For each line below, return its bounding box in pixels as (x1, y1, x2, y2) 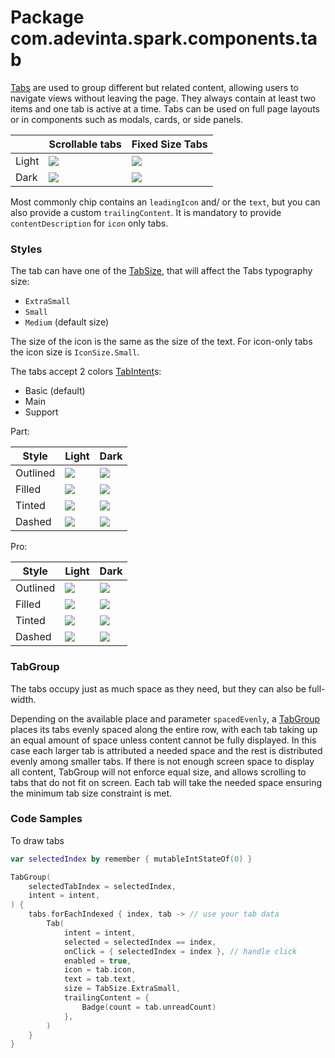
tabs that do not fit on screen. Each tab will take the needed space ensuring (10, 776, 323, 788)
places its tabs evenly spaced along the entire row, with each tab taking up (10, 723, 318, 735)
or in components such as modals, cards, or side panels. (10, 113, 244, 125)
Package (10, 6, 85, 29)
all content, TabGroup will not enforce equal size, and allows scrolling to (10, 766, 307, 778)
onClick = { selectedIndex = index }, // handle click (63, 946, 298, 956)
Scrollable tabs (48, 137, 122, 151)
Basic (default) (24, 385, 86, 397)
